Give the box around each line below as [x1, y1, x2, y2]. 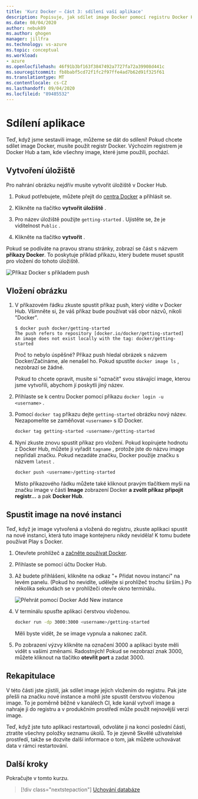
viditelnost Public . [14, 222, 61, 229]
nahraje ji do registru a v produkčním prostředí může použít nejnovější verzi [6, 705, 189, 712]
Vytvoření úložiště [6, 166, 75, 176]
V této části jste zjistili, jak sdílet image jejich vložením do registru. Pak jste [6, 686, 187, 694]
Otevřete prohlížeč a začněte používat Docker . [14, 549, 128, 556]
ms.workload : [6, 53, 38, 58]
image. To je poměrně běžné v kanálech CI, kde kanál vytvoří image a [6, 699, 175, 706]
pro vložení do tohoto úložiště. [6, 257, 80, 265]
